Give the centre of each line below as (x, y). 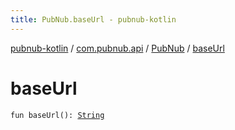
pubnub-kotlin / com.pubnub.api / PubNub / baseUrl (117, 48)
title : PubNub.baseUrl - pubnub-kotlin (93, 19)
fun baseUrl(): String (57, 115)
